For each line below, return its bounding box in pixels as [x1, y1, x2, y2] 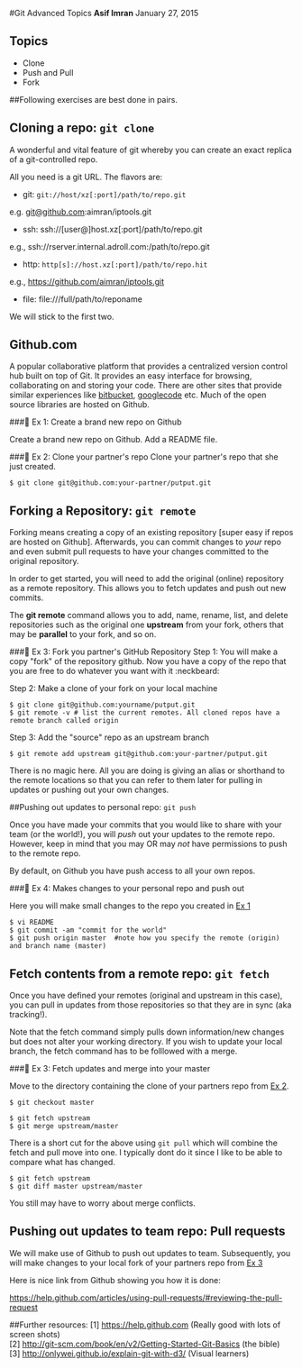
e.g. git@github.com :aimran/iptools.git [9, 206, 151, 217]
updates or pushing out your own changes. [9, 784, 169, 796]
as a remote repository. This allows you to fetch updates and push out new [9, 583, 287, 594]
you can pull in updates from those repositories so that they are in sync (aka [9, 999, 292, 1010]
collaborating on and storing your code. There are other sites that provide [9, 380, 282, 391]
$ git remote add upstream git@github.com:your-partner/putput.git [9, 750, 269, 759]
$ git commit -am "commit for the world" [9, 926, 168, 935]
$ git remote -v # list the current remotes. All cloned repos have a [9, 708, 280, 717]
